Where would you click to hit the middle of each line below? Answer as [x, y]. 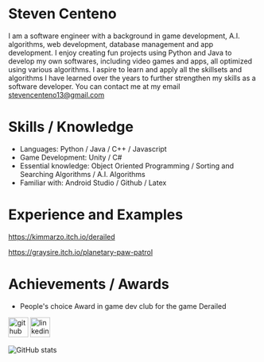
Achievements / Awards [89, 284]
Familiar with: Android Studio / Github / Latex [93, 183]
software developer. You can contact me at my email [94, 86]
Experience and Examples [96, 215]
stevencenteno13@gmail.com [56, 94]
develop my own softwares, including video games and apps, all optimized [130, 61]
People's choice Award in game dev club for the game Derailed [123, 306]
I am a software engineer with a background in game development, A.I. [124, 36]
